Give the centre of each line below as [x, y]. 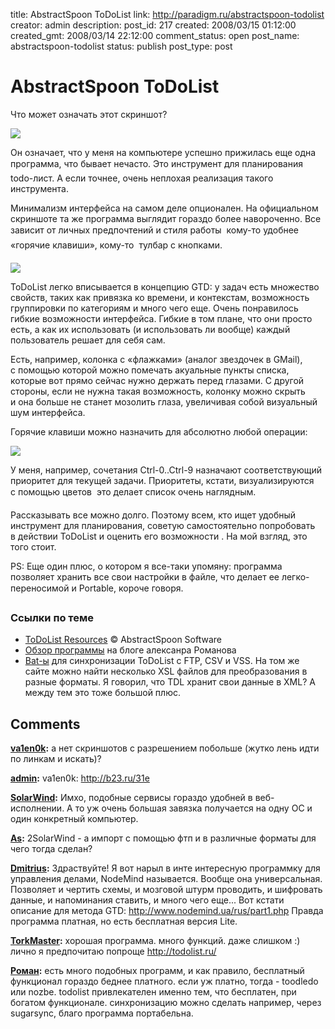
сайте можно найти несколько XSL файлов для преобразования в [166, 671]
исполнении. [37, 808]
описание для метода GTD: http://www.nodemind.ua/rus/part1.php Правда [167, 911]
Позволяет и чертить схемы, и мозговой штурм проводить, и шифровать [166, 890]
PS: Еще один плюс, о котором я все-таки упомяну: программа [146, 566]
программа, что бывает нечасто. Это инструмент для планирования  [158, 163]
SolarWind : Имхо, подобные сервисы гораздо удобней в [131, 798]
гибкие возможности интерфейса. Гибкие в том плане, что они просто [161, 318]
